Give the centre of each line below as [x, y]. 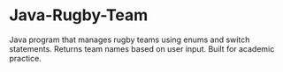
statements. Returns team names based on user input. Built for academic [142, 48]
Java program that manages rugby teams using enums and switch [130, 40]
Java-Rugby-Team [79, 15]
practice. [25, 58]
